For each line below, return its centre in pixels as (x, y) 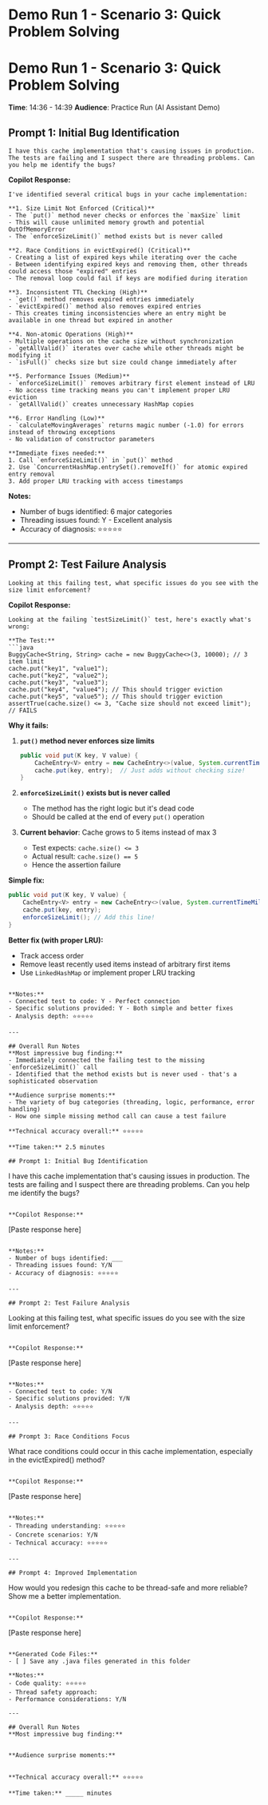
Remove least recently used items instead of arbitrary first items (125, 964)
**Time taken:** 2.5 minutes (57, 1147)
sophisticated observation (53, 1081)
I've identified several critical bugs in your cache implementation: (128, 194)
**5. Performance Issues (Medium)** (69, 376)
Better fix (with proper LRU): (56, 940)
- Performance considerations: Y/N (67, 1699)
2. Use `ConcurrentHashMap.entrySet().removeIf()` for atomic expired (128, 467)
